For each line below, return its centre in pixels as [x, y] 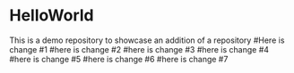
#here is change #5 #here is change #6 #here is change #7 [119, 59]
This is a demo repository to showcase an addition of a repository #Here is [147, 40]
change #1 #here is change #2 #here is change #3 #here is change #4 [139, 49]
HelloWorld [52, 16]
